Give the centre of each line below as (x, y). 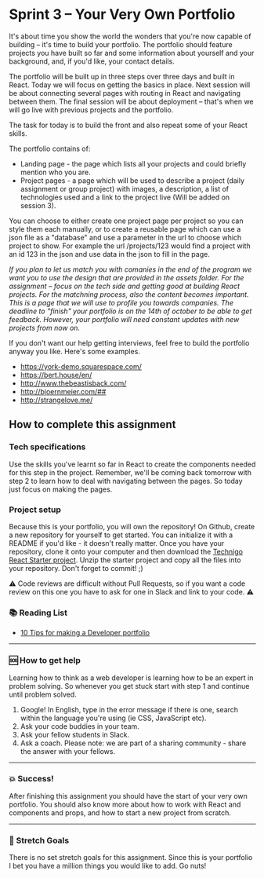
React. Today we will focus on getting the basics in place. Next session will (130, 85)
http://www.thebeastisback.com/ (73, 383)
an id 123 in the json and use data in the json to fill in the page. (109, 254)
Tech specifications (47, 447)
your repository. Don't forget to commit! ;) (76, 568)
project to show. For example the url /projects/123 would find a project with (130, 246)
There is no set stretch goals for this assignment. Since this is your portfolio (131, 858)
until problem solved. (43, 694)
